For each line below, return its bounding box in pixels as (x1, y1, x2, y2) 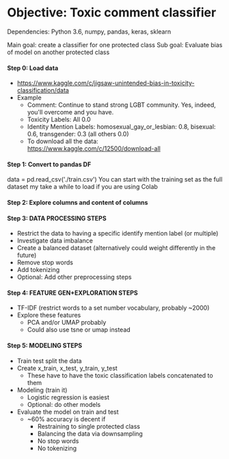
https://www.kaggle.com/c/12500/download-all (27, 145, 161, 153)
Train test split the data (16, 356, 82, 364)
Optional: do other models (27, 400, 101, 408)
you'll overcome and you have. (27, 108, 114, 116)
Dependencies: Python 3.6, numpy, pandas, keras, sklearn (7, 27, 172, 36)
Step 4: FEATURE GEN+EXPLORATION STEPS (7, 288, 138, 297)
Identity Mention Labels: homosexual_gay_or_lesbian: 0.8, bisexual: (27, 123, 216, 131)
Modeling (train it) (16, 386, 68, 394)
